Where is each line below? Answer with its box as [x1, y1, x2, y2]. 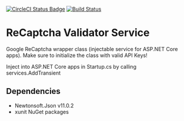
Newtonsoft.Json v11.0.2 [14, 102, 74, 109]
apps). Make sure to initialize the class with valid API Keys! [6, 52, 148, 59]
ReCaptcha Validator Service [6, 26, 150, 39]
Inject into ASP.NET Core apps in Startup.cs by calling [6, 63, 137, 70]
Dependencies [6, 86, 61, 96]
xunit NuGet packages [14, 108, 69, 115]
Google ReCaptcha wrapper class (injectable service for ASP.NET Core [6, 45, 178, 52]
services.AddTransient [6, 69, 61, 76]
